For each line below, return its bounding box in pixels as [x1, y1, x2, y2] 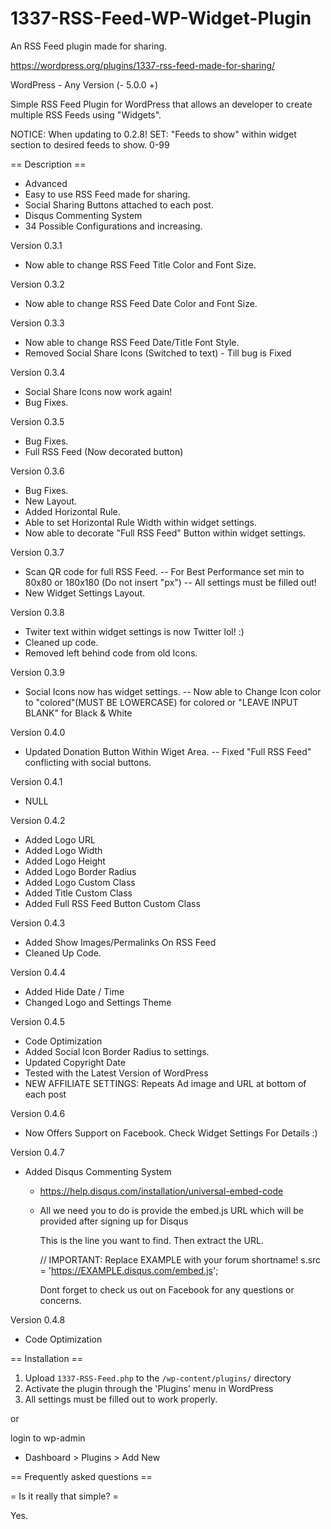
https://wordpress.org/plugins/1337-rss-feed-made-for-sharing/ [10, 59, 276, 71]
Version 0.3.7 [10, 546, 65, 558]
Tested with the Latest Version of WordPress [24, 1067, 209, 1079]
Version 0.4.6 [10, 1107, 66, 1119]
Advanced [24, 177, 68, 189]
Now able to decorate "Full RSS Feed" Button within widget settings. [24, 527, 307, 539]
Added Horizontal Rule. [24, 505, 121, 517]
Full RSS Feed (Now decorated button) [24, 445, 184, 457]
